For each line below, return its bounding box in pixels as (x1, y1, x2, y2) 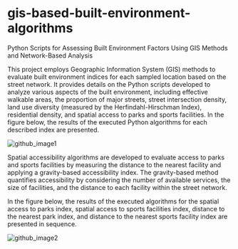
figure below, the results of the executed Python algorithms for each (7, 117, 208, 126)
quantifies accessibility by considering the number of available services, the (7, 176, 231, 184)
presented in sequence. (7, 219, 77, 228)
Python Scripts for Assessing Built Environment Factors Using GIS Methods (7, 43, 228, 52)
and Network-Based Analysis (7, 51, 93, 60)
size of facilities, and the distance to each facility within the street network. (7, 183, 228, 191)
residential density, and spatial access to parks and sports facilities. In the (7, 110, 224, 119)
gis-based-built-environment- (7, 5, 191, 21)
